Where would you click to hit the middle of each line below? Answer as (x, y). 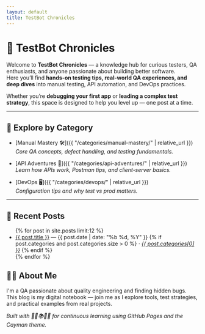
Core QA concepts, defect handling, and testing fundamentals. (94, 152)
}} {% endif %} (34, 250)
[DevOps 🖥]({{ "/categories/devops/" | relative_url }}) (82, 182)
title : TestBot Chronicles (41, 18)
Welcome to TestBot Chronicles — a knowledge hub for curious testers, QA (102, 65)
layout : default (27, 12)
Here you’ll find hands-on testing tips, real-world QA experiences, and (97, 78)
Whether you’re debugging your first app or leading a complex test (92, 96)
